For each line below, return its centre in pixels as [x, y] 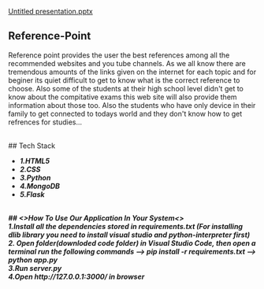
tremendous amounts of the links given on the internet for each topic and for [132, 72]
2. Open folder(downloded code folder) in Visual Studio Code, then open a [132, 243]
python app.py [33, 260]
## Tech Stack [32, 146]
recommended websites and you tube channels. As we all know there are [127, 63]
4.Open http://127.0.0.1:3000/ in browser [76, 276]
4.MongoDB [40, 186]
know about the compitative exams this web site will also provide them [123, 97]
